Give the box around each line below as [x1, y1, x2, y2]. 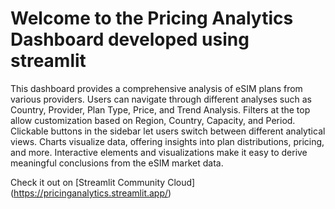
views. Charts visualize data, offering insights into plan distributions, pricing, [10, 135, 325, 147]
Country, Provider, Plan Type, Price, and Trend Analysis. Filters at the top [10, 103, 311, 116]
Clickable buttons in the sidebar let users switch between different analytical [10, 125, 326, 137]
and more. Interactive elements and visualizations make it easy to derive [10, 146, 308, 158]
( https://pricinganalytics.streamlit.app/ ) [10, 187, 172, 199]
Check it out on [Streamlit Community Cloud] [10, 176, 196, 188]
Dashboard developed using [10, 28, 250, 51]
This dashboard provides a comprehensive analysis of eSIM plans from [10, 82, 303, 94]
